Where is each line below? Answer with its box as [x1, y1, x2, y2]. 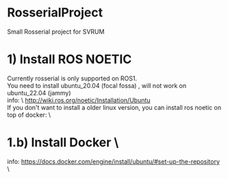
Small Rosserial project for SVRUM [7, 27, 105, 36]
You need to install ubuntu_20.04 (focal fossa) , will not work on [7, 81, 187, 90]
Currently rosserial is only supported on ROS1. [7, 74, 138, 82]
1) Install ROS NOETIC [7, 51, 132, 67]
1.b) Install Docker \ [7, 135, 119, 150]
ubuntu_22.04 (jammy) [7, 88, 71, 97]
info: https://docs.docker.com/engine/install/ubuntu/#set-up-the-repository [7, 157, 220, 165]
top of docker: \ [7, 110, 51, 119]
